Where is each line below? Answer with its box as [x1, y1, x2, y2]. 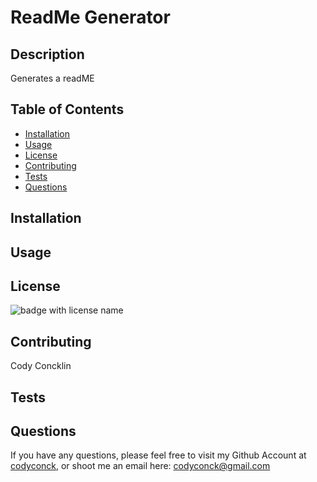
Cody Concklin [10, 360, 72, 372]
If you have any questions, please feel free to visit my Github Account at [10, 449, 307, 461]
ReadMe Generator [10, 6, 171, 29]
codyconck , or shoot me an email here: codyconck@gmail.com [10, 460, 271, 472]
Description [10, 46, 85, 63]
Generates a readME [10, 72, 95, 84]
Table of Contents [10, 101, 125, 118]
